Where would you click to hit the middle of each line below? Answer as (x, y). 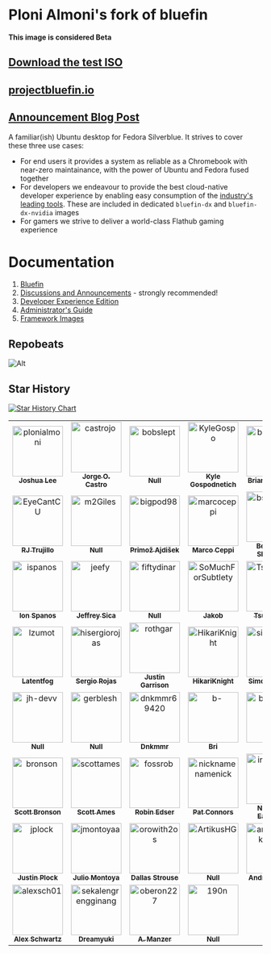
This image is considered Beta (60, 37)
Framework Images (52, 319)
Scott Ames (96, 812)
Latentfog (38, 681)
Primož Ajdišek (155, 550)
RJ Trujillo (38, 550)
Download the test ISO (66, 62)
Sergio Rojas (96, 681)
